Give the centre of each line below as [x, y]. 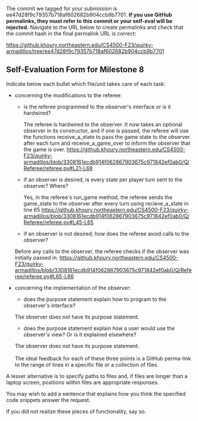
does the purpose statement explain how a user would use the [99, 328]
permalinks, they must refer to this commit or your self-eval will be [89, 21]
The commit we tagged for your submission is [62, 9]
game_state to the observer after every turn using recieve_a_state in [106, 203]
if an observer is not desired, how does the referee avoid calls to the [106, 233]
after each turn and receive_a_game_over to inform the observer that [107, 143]
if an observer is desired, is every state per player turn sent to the [103, 180]
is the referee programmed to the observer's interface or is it [97, 107]
